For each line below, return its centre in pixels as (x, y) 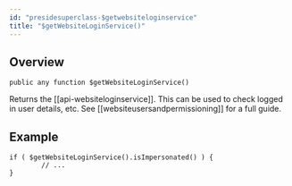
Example (34, 136)
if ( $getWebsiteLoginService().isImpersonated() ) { (112, 157)
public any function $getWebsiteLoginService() (100, 83)
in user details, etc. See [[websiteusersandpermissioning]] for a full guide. (146, 109)
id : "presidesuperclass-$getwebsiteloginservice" (104, 17)
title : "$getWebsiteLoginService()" (77, 26)
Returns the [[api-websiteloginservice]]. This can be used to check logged (146, 99)
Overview (37, 62)
